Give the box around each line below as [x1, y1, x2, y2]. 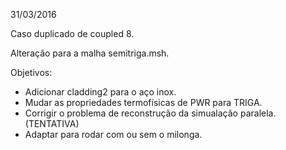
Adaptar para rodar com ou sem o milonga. [24, 129, 203, 140]
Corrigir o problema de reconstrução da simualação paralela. [24, 107, 277, 119]
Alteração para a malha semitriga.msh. [10, 47, 170, 59]
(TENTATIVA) [24, 118, 80, 129]
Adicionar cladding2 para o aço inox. [24, 86, 177, 98]
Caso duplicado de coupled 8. [10, 28, 135, 39]
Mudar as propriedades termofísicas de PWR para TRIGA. [24, 97, 263, 108]
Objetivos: [10, 67, 53, 78]
